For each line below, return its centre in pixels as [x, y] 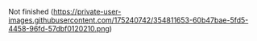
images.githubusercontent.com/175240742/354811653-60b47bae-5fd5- [128, 20]
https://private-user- [87, 12]
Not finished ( [31, 12]
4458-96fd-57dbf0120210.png [59, 29]
